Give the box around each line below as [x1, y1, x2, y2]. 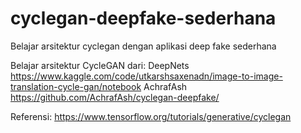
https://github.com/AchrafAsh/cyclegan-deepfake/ [10, 91, 220, 103]
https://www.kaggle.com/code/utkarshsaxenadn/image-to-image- [10, 70, 283, 82]
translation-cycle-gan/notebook [10, 80, 142, 92]
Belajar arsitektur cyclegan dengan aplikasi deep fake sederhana [10, 40, 277, 52]
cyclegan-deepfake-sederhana [10, 7, 277, 30]
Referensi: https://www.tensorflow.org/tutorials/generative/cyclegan [10, 110, 292, 122]
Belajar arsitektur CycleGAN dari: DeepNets [10, 59, 190, 71]
